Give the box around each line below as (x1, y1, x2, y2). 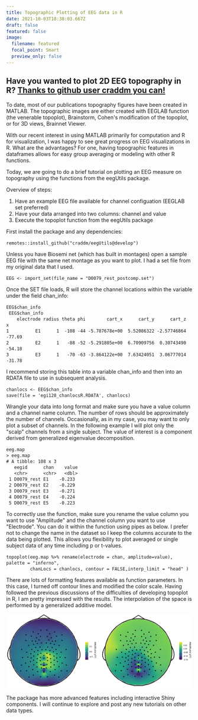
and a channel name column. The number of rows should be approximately (6, 409, 189, 416)
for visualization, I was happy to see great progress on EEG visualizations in (6, 138, 190, 145)
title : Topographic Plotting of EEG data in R (6, 9, 123, 15)
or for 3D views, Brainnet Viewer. (6, 120, 87, 127)
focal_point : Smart (11, 47, 60, 53)
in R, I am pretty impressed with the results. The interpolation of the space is (6, 595, 192, 602)
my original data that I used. (6, 263, 74, 270)
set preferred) (14, 203, 49, 211)
